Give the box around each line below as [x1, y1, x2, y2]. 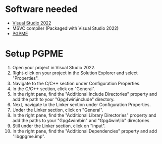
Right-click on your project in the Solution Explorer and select [12, 70, 138, 76]
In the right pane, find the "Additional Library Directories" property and [12, 112, 157, 118]
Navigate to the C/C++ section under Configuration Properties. [12, 80, 141, 86]
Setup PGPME [5, 48, 63, 59]
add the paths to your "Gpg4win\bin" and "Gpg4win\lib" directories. [12, 117, 151, 123]
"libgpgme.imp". [12, 133, 46, 139]
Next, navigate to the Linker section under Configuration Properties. [12, 101, 151, 108]
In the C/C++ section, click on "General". [12, 86, 96, 92]
